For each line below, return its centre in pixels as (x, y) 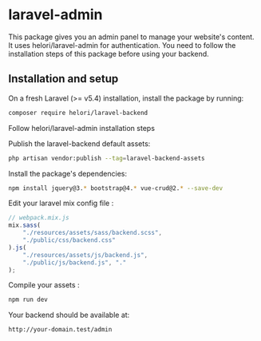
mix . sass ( (25, 225)
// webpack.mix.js (39, 218)
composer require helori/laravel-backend (78, 113)
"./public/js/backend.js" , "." (75, 262)
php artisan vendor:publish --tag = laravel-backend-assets (107, 158)
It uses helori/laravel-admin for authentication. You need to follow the (122, 45)
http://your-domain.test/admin (60, 330)
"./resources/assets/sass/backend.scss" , (92, 233)
